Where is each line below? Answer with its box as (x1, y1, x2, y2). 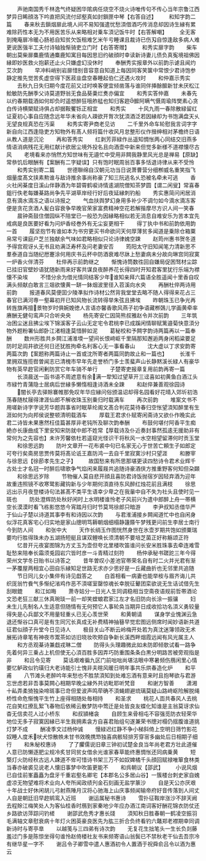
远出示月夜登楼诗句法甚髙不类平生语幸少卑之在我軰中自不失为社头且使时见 (6, 488, 194, 495)
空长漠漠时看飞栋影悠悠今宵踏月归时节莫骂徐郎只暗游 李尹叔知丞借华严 (6, 503, 196, 510)
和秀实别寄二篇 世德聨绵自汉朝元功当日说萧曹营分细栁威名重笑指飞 (17, 166, 196, 173)
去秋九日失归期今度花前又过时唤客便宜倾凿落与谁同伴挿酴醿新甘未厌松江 (17, 82, 200, 89)
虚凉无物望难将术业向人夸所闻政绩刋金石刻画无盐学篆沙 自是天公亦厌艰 (6, 779, 196, 786)
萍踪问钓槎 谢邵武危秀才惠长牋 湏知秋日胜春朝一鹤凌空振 (27, 810, 192, 817)
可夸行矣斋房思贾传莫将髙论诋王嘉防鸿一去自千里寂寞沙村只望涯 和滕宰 (6, 450, 196, 457)
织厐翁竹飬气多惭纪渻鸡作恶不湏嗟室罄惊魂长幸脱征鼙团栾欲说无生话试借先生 (6, 580, 200, 587)
